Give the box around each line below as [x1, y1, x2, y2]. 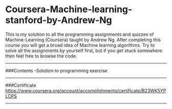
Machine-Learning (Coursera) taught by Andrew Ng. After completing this [5, 37, 161, 43]
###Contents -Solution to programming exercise [5, 67, 107, 73]
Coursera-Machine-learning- [5, 4, 133, 15]
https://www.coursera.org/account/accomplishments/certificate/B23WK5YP [5, 88, 166, 94]
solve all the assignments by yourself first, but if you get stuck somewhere [5, 47, 162, 53]
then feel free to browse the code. [5, 52, 77, 59]
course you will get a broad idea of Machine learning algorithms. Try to [5, 42, 155, 48]
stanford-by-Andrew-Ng [5, 14, 112, 26]
